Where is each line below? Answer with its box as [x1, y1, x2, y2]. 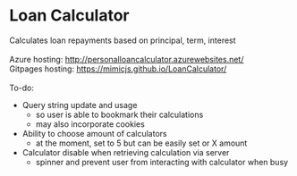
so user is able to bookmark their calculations [35, 109, 204, 120]
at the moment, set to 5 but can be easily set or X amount [35, 138, 248, 148]
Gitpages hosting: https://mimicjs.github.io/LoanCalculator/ [9, 63, 227, 74]
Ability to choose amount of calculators [21, 128, 167, 138]
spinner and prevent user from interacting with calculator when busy [35, 156, 289, 167]
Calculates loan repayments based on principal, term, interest [9, 35, 236, 46]
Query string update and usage [21, 99, 138, 110]
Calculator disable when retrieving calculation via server [21, 147, 230, 157]
